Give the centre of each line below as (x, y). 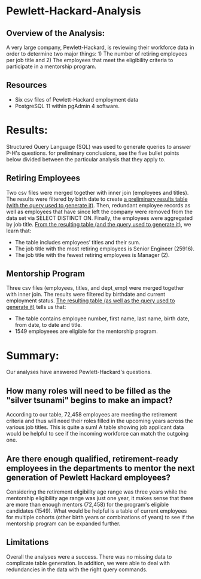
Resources (27, 85)
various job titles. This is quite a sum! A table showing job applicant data (95, 427)
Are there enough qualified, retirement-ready (92, 459)
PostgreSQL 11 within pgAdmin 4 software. (67, 106)
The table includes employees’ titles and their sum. (77, 242)
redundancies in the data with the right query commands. (77, 569)
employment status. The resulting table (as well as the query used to (91, 301)
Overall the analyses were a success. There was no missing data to (89, 556)
